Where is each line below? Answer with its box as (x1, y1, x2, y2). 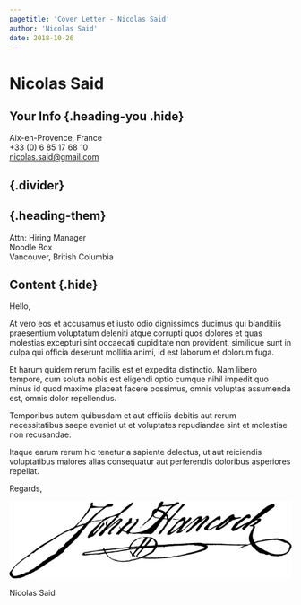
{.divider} (9, 178, 65, 193)
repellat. (9, 466, 40, 477)
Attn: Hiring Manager (9, 232, 87, 242)
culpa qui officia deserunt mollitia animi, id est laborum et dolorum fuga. (9, 346, 275, 358)
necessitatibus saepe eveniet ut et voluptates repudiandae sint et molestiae (9, 420, 288, 431)
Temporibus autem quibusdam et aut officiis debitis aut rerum (9, 410, 237, 421)
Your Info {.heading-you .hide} (9, 109, 185, 124)
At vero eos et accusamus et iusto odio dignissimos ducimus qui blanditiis (9, 319, 282, 329)
